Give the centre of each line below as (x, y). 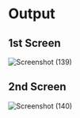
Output (32, 14)
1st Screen (34, 43)
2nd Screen (37, 87)
